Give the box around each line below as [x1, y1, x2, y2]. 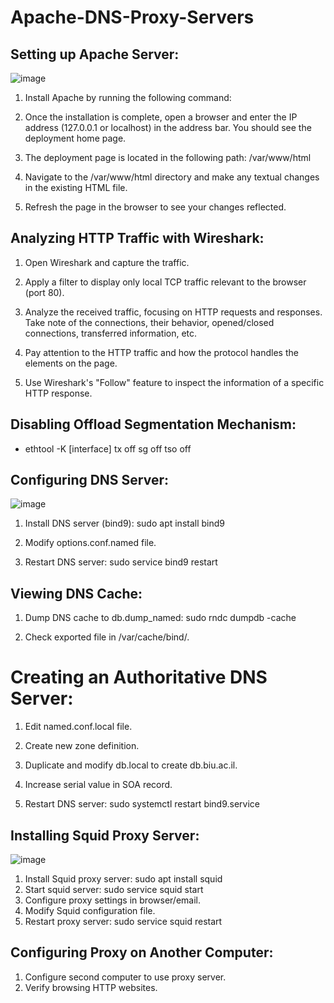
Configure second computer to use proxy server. [24, 971, 227, 983]
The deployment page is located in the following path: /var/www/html [24, 152, 312, 163]
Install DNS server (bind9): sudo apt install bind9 [24, 517, 225, 530]
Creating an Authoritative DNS [10, 666, 268, 689]
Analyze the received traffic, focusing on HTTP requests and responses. [24, 306, 323, 318]
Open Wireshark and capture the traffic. [24, 256, 190, 268]
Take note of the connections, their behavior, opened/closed [24, 316, 275, 328]
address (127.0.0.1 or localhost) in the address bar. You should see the [24, 122, 312, 133]
